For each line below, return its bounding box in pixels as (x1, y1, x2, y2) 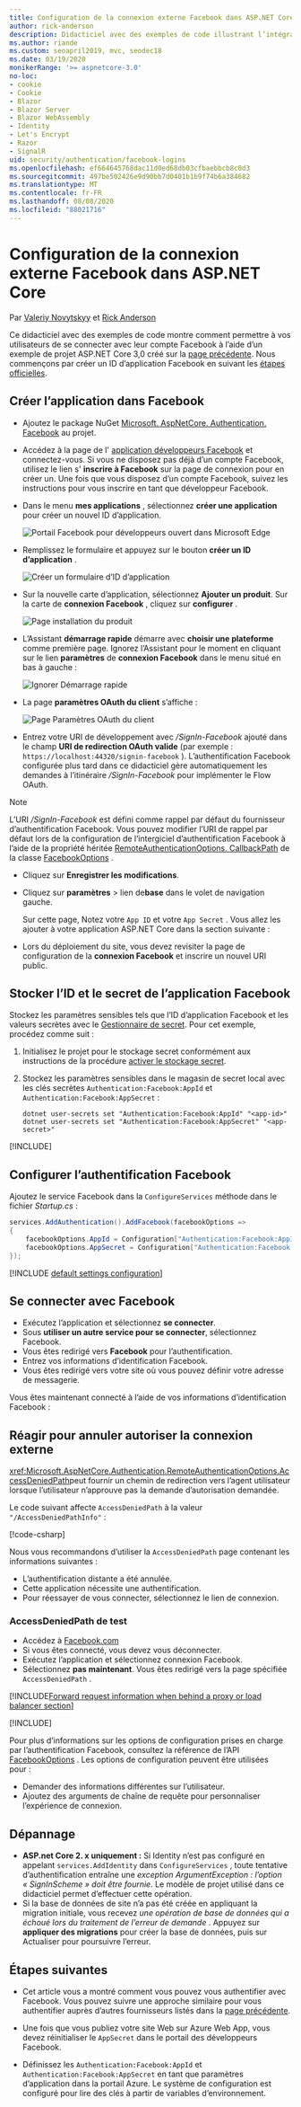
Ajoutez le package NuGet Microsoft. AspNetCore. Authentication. (21, 417, 267, 428)
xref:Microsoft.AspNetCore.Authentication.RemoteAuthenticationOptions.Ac (9, 1465, 289, 1476)
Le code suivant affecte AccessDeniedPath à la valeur (9, 1502, 203, 1513)
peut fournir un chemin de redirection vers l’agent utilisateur (69, 1475, 291, 1486)
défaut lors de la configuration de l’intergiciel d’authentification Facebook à (9, 833, 287, 844)
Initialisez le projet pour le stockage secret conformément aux (21, 1046, 251, 1057)
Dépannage (9, 1826, 76, 1842)
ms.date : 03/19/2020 (9, 55, 87, 64)
